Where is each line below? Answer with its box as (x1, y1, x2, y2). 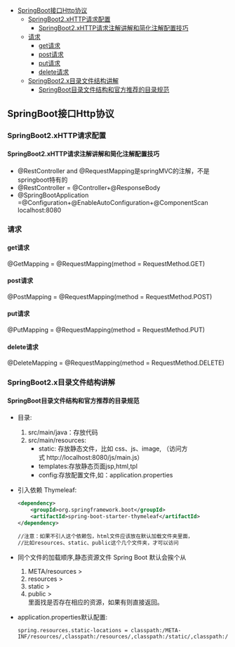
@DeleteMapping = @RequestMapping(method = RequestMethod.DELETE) (7, 358, 224, 368)
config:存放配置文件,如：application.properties (38, 471, 173, 479)
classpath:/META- (130, 627, 182, 634)
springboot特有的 (17, 175, 68, 184)
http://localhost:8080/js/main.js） (46, 453, 144, 462)
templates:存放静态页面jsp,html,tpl (38, 462, 138, 470)
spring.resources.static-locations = (17, 627, 128, 634)
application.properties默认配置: (17, 613, 108, 621)
